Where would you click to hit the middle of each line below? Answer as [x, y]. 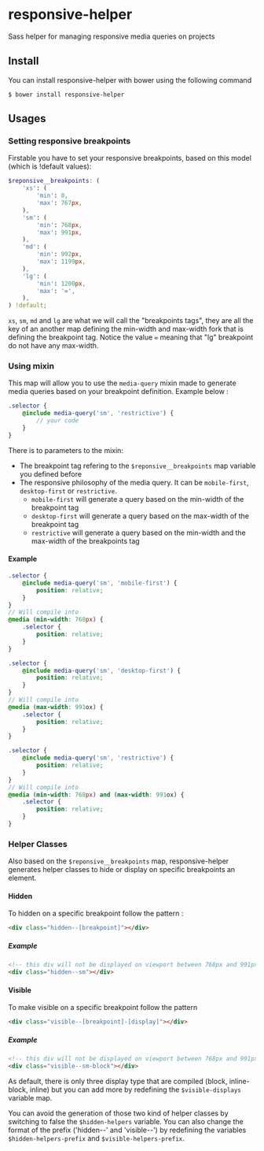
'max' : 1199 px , [61, 262]
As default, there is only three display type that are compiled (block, [118, 1081]
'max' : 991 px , [59, 232]
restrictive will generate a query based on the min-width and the [138, 533]
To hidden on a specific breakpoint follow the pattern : [96, 913]
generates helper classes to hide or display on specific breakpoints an [122, 870]
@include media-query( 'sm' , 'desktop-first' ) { [101, 670]
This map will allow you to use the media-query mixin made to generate [123, 383]
